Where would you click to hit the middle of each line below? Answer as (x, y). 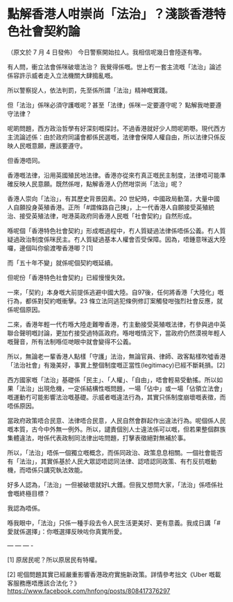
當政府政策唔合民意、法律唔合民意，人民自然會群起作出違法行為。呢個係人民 (116, 420)
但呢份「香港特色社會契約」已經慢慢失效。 (68, 277)
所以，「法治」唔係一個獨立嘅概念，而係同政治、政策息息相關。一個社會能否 (115, 452)
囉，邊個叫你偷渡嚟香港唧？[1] (50, 248)
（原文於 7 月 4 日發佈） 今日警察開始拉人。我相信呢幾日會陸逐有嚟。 (106, 52)
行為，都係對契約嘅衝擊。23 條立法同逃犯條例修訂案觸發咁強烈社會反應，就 (115, 301)
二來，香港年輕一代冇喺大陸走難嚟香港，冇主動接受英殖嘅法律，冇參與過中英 (116, 324)
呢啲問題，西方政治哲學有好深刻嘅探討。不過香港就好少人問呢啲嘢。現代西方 (116, 128)
